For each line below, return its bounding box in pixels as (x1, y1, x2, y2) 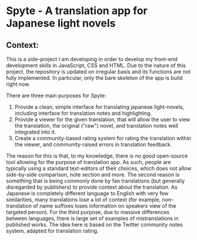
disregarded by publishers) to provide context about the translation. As (6, 184, 178, 191)
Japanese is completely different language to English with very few (6, 190, 169, 196)
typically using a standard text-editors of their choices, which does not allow (6, 165, 192, 172)
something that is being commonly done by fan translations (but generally (6, 178, 185, 184)
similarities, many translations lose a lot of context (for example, (6, 196, 161, 203)
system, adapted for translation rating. (6, 228, 99, 234)
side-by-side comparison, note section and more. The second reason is (6, 171, 180, 178)
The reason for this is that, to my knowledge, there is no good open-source (6, 152, 188, 159)
